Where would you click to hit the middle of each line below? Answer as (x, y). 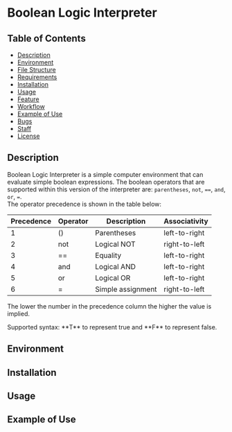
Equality (108, 255)
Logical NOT (115, 244)
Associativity (186, 221)
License (28, 136)
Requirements (37, 77)
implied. (18, 313)
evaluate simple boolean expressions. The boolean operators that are (106, 182)
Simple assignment (126, 289)
